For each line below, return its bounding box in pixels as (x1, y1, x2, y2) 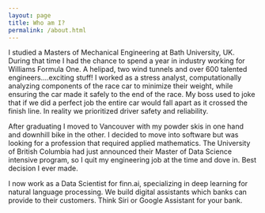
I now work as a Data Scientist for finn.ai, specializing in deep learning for (8, 179, 248, 189)
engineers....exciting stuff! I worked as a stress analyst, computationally (8, 73, 242, 83)
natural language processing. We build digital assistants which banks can (8, 187, 248, 197)
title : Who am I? (8, 19, 66, 27)
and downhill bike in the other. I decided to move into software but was (8, 130, 239, 140)
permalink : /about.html (8, 26, 87, 34)
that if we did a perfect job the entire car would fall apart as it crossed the (8, 98, 248, 107)
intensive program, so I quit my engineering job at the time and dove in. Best (8, 155, 257, 165)
